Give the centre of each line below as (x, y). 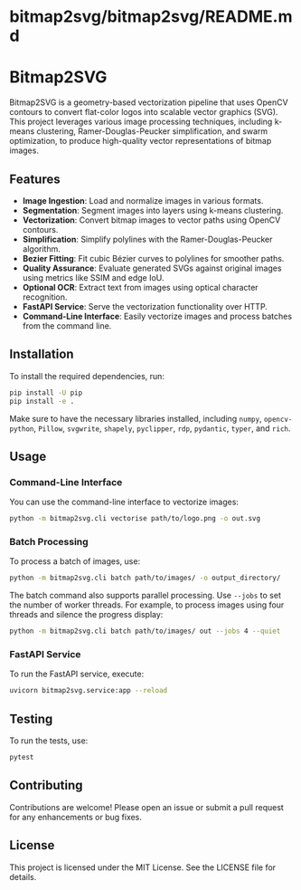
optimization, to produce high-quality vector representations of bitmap (141, 141)
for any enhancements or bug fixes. (76, 817)
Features (35, 179)
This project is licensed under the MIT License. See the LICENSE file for (143, 867)
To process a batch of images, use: (75, 561)
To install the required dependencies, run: (87, 376)
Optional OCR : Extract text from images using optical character (141, 287)
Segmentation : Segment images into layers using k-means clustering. (153, 210)
